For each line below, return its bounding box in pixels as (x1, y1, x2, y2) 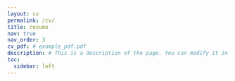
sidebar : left (13, 63, 55, 70)
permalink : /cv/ (7, 17, 55, 24)
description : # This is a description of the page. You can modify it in (7, 50, 229, 57)
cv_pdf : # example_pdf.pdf (7, 43, 87, 50)
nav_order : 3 (7, 37, 46, 44)
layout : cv (7, 10, 39, 18)
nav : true (7, 30, 37, 37)
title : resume (7, 23, 49, 30)
